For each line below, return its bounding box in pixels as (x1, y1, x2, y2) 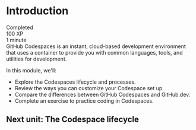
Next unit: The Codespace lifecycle (6, 115, 140, 125)
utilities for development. (6, 55, 67, 62)
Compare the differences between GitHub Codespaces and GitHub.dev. (14, 91, 191, 98)
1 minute (6, 36, 27, 43)
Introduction (6, 4, 69, 18)
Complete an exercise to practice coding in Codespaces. (14, 97, 154, 104)
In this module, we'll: (6, 66, 56, 74)
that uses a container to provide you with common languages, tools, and (6, 49, 183, 56)
